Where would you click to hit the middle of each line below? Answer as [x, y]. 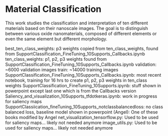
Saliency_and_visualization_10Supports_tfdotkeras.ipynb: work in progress [81, 96]
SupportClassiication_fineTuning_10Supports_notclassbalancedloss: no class [84, 107]
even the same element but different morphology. [56, 39]
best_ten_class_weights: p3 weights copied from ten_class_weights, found [82, 48]
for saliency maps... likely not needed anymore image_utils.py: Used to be [81, 123]
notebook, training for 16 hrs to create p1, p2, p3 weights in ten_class [76, 80]
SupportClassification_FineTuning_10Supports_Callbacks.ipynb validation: [81, 64]
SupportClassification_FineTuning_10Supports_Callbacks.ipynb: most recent [83, 75]
